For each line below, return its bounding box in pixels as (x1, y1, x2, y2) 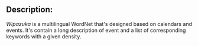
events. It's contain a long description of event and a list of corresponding (6, 27, 186, 34)
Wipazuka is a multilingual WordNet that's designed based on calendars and (6, 20, 193, 27)
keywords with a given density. (6, 32, 82, 40)
